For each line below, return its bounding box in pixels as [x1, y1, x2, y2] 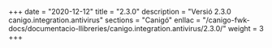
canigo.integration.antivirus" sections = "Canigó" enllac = [8, 15, 201, 25]
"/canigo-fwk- [202, 15, 250, 25]
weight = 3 [227, 24, 264, 33]
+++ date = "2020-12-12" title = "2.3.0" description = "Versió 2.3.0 [8, 7, 231, 16]
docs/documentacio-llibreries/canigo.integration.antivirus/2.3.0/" [8, 24, 227, 33]
